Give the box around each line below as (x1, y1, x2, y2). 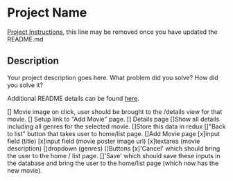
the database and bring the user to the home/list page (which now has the (7, 159, 219, 167)
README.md (7, 35, 44, 43)
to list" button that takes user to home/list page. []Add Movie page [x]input (7, 129, 221, 137)
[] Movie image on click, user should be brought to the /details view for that (7, 107, 223, 115)
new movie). (7, 166, 43, 174)
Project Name (7, 5, 87, 21)
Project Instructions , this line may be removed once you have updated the (7, 28, 218, 36)
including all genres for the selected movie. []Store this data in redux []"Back (7, 122, 226, 131)
